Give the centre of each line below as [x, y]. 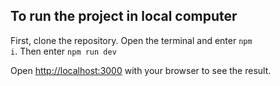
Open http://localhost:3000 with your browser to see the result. [141, 70]
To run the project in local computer [124, 16]
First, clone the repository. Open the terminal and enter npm [131, 40]
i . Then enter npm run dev [63, 51]
